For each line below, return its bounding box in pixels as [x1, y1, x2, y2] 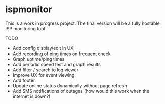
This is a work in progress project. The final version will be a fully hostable [5, 20, 160, 26]
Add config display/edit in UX [12, 45, 74, 51]
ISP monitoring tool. [5, 25, 47, 31]
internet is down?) [12, 93, 51, 99]
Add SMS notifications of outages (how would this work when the [12, 88, 150, 94]
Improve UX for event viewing [12, 72, 75, 78]
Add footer [12, 77, 35, 83]
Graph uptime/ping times [12, 56, 65, 62]
